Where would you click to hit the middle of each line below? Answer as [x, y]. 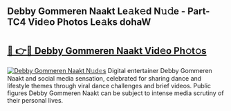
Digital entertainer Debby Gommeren [160, 71]
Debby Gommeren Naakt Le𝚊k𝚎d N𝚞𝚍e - [96, 11]
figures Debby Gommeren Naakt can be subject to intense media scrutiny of [115, 93]
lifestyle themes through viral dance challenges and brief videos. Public [109, 86]
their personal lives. [35, 100]
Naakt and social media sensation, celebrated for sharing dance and [104, 78]
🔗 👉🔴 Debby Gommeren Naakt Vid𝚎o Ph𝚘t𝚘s [107, 51]
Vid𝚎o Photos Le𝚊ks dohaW [90, 22]
